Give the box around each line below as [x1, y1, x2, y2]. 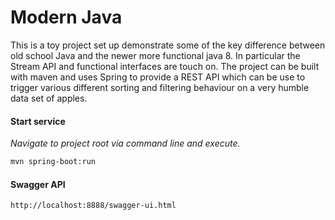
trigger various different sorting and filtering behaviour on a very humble [10, 81, 310, 93]
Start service [10, 115, 66, 127]
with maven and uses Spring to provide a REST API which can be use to [10, 71, 306, 83]
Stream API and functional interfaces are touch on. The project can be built [10, 60, 320, 72]
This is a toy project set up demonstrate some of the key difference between [10, 39, 326, 51]
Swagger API [10, 178, 66, 190]
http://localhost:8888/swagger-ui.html [10, 201, 177, 211]
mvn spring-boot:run [10, 157, 97, 167]
